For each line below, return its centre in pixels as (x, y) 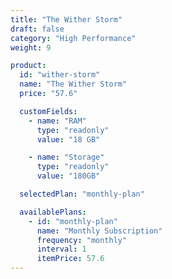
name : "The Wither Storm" (73, 84)
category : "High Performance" (73, 38)
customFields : (48, 111)
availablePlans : (53, 212)
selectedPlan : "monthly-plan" (82, 194)
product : (28, 66)
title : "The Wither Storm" (66, 19)
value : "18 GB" (68, 139)
